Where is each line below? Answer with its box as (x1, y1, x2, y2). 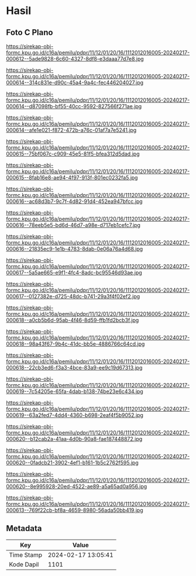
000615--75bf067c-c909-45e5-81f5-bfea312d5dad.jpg (6, 150, 140, 157)
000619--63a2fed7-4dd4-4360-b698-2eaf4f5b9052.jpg (6, 412, 143, 419)
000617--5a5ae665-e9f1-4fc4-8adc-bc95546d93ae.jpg (6, 269, 142, 276)
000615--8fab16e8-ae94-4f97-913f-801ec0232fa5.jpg (6, 174, 138, 181)
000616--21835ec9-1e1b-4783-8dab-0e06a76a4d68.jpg (6, 246, 143, 252)
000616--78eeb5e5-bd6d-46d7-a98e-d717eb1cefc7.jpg (6, 222, 140, 229)
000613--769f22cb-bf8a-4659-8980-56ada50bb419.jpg (6, 507, 143, 513)
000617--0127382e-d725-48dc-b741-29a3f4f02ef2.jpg (6, 293, 140, 299)
